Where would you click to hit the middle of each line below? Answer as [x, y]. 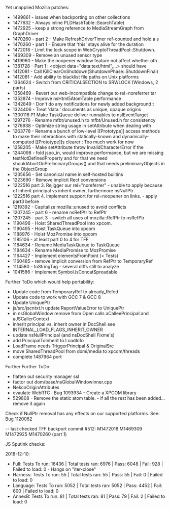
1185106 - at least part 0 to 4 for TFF [50, 239]
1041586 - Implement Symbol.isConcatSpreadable [65, 272]
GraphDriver [26, 33]
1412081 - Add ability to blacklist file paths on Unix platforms [76, 77]
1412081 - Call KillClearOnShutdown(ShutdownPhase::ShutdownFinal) [85, 71]
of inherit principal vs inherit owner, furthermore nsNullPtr [73, 190]
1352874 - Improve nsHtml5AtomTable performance [67, 98]
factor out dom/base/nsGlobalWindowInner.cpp [62, 382]
